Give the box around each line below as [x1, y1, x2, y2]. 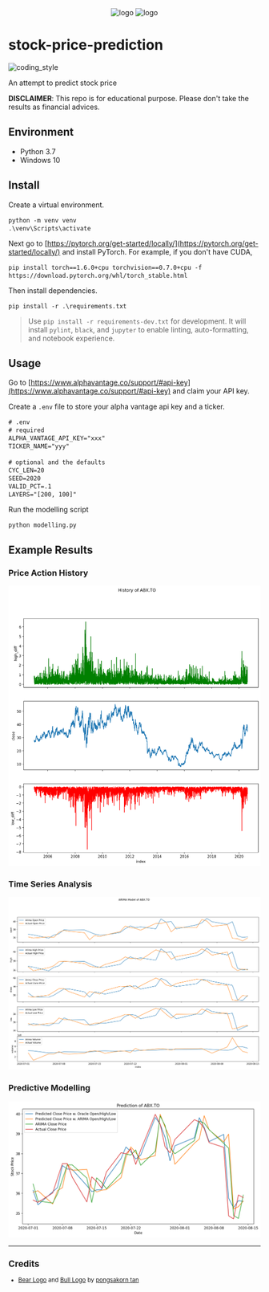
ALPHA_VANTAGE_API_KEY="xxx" [8, 434, 106, 442]
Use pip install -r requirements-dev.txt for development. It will [27, 316, 247, 326]
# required [8, 426, 45, 434]
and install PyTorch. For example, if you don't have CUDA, [62, 247, 253, 256]
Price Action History [8, 567, 89, 578]
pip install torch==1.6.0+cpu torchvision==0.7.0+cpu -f [8, 263, 203, 271]
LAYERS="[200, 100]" [8, 491, 78, 499]
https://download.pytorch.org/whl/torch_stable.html [8, 271, 188, 279]
